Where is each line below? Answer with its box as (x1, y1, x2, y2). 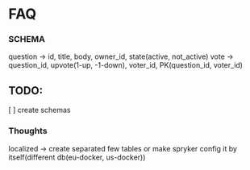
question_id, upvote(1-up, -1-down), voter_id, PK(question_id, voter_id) (8, 60, 244, 70)
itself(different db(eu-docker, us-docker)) (8, 152, 146, 162)
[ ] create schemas (8, 106, 71, 115)
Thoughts (8, 126, 48, 137)
